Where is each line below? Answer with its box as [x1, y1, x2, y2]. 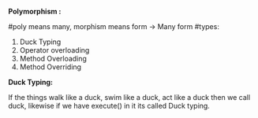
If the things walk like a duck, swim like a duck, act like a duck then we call [8, 93, 251, 101]
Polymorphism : [8, 7, 62, 16]
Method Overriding [19, 62, 81, 72]
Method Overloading [19, 54, 87, 63]
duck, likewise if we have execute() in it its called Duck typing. [8, 101, 211, 110]
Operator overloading [19, 46, 90, 54]
